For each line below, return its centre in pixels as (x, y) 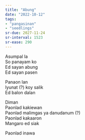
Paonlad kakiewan (24, 107)
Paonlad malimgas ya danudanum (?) (43, 113)
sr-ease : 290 (19, 42)
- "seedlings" (20, 28)
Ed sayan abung (21, 67)
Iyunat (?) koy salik (24, 87)
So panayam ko (21, 62)
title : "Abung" (21, 10)
